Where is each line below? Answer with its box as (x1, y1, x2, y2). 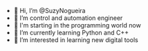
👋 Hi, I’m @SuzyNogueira (13, 7, 86, 14)
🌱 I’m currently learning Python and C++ (13, 28, 129, 37)
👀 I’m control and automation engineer (13, 14, 123, 22)
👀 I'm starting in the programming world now (13, 21, 142, 29)
